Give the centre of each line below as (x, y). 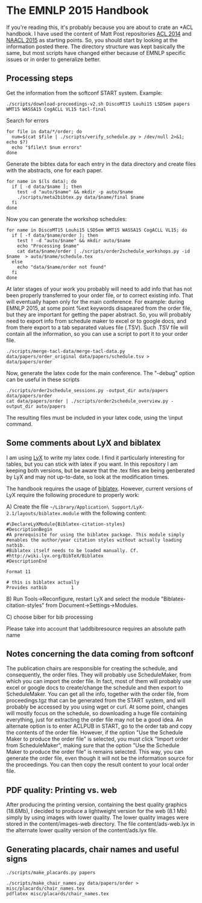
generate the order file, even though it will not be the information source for (100, 758)
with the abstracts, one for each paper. (55, 170)
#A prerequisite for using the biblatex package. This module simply (96, 535)
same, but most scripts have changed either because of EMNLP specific (96, 53)
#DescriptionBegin (29, 529)
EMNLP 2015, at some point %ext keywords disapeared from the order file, (99, 308)
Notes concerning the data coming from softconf (100, 654)
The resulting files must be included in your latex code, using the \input (95, 417)
